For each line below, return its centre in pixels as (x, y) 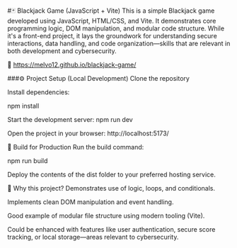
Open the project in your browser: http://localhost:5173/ (88, 133)
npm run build (28, 161)
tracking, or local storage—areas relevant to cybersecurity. (93, 237)
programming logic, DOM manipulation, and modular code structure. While (116, 28)
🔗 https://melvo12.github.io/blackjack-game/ (72, 64)
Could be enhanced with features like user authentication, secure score (111, 229)
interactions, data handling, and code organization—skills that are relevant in (119, 43)
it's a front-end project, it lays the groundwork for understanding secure (112, 36)
